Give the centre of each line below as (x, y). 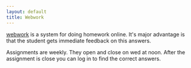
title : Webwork (25, 17)
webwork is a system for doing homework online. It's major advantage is (95, 34)
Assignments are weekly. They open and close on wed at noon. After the (96, 52)
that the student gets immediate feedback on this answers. (79, 41)
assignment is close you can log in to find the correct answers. (84, 58)
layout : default (26, 12)
